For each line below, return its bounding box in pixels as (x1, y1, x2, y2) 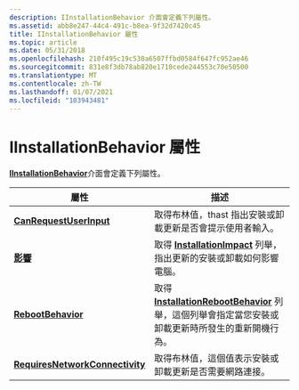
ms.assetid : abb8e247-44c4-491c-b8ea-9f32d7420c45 (9, 21, 201, 30)
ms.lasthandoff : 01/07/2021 (9, 87, 114, 96)
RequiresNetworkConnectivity (13, 358, 146, 370)
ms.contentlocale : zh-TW (9, 79, 101, 88)
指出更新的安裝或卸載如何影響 (154, 252, 279, 264)
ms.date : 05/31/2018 (9, 46, 86, 55)
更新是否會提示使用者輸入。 (163, 222, 279, 234)
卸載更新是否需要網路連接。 (154, 366, 271, 378)
